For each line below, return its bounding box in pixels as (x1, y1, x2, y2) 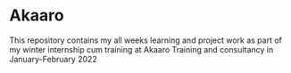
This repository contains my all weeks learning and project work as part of (9, 35, 283, 45)
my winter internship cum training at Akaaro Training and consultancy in (9, 44, 274, 54)
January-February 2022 (9, 53, 98, 64)
